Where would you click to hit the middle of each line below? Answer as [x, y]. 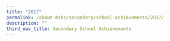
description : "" [27, 23]
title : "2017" [24, 12]
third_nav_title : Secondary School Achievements [69, 29]
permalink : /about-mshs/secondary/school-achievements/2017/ [85, 17]
